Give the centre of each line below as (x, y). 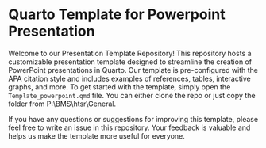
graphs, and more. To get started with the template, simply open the (120, 87)
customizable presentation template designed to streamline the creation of (130, 62)
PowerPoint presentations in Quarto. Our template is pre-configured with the (133, 70)
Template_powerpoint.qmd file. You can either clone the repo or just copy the (132, 95)
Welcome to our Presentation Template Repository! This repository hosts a (130, 53)
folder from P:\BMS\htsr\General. (62, 104)
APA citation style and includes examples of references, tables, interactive (130, 78)
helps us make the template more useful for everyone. (96, 135)
